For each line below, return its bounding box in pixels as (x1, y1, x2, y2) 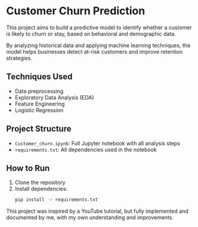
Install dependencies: (14, 185, 68, 192)
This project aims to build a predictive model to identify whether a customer (6, 24, 193, 31)
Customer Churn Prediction (6, 4, 146, 18)
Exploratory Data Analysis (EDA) (14, 94, 94, 101)
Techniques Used (6, 71, 73, 82)
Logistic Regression (14, 106, 64, 114)
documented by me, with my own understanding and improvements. (6, 214, 174, 221)
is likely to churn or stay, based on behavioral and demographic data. (6, 30, 176, 37)
